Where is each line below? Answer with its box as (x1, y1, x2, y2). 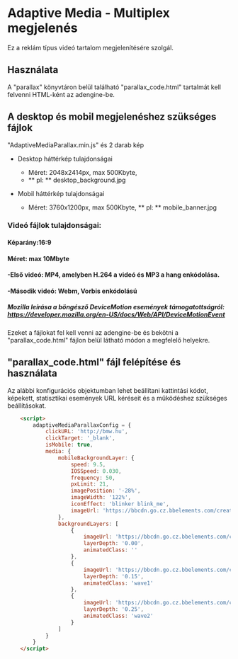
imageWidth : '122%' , (70, 494, 132, 501)
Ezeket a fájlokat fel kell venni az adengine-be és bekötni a (7, 328, 179, 337)
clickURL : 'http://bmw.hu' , (45, 428, 129, 435)
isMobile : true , (45, 441, 93, 449)
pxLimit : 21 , (70, 481, 110, 488)
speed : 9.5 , (70, 461, 106, 468)
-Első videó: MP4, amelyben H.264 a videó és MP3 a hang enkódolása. (7, 270, 220, 279)
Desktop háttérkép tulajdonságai (17, 154, 113, 163)
